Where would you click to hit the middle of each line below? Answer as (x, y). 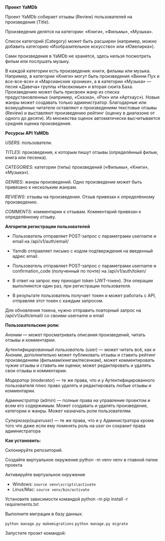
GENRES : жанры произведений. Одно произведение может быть (74, 182)
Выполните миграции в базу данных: (44, 514)
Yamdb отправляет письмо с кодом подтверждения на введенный (82, 251)
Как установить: (23, 441)
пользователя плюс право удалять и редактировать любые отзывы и (78, 385)
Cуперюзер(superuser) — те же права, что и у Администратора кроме (80, 420)
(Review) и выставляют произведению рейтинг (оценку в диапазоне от (80, 113)
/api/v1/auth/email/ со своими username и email (55, 316)
